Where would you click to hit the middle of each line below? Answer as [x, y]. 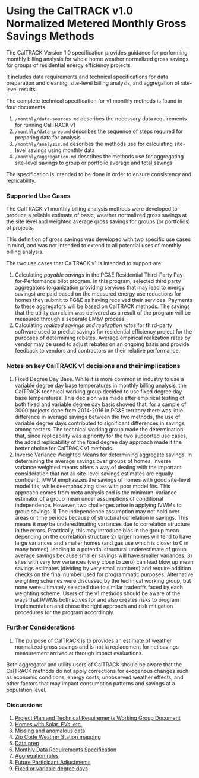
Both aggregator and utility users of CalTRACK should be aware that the [94, 664]
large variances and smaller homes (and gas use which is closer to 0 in [102, 543]
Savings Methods [50, 36]
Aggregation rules [37, 756]
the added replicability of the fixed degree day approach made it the [98, 442]
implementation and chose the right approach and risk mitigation [94, 606]
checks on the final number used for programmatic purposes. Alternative [104, 574]
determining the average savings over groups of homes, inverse [93, 461]
